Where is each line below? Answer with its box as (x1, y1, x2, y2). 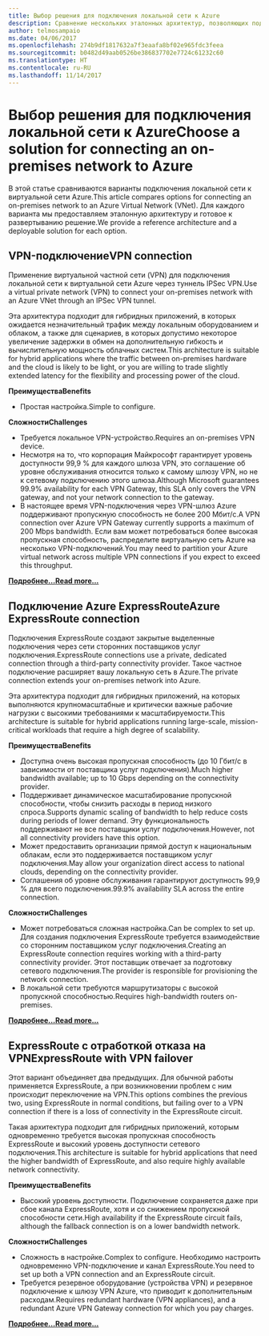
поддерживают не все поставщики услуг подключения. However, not (19, 824, 255, 834)
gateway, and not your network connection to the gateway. (19, 493, 215, 502)
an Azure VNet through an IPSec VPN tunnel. (8, 296, 157, 305)
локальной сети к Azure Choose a (8, 123, 240, 141)
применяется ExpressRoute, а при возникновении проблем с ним (8, 1081, 232, 1090)
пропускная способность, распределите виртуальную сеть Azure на (19, 535, 256, 545)
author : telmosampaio (8, 26, 81, 34)
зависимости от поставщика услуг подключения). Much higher (19, 765, 234, 775)
